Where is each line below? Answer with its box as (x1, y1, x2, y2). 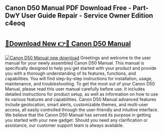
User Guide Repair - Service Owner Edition (21, 12, 153, 20)
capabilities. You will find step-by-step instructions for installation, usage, (5, 76, 153, 81)
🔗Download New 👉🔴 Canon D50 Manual (5, 39, 131, 48)
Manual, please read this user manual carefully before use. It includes (5, 86, 145, 92)
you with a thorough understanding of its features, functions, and (5, 70, 136, 76)
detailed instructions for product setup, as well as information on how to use (5, 91, 159, 97)
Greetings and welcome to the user (80, 55, 151, 61)
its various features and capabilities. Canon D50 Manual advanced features (5, 96, 157, 102)
